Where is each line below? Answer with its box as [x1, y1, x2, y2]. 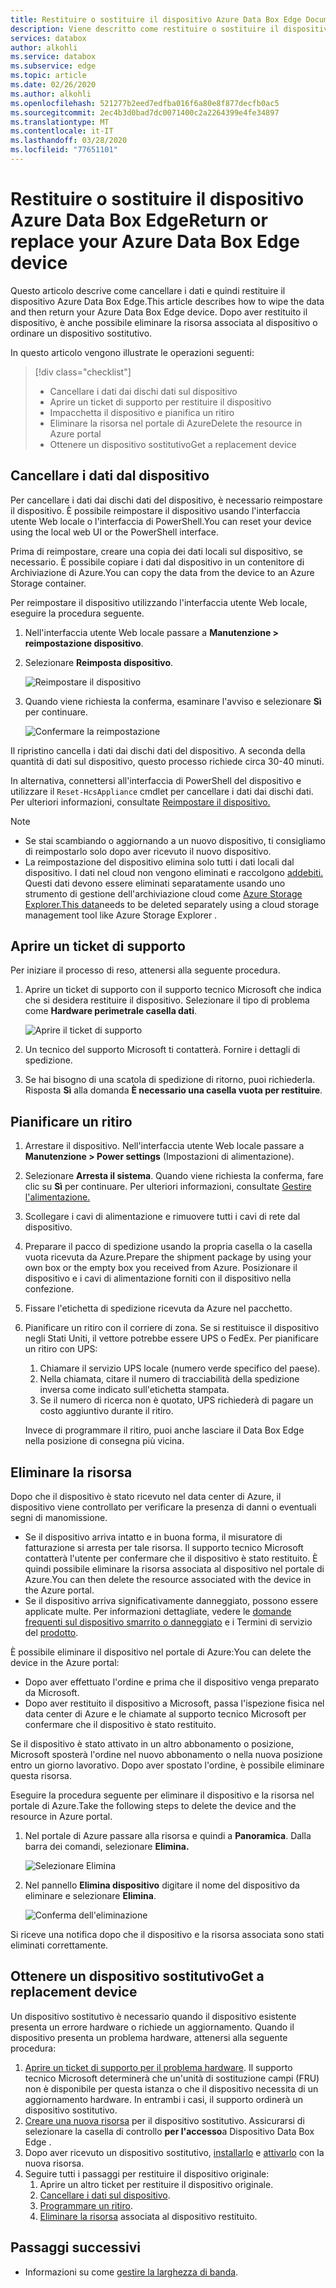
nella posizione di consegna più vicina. [24, 1435, 185, 1447]
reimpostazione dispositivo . [24, 637, 144, 649]
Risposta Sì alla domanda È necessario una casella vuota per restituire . [24, 1084, 323, 1096]
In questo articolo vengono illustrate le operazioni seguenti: [10, 346, 255, 358]
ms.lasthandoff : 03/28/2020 [10, 136, 128, 146]
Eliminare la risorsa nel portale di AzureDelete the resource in [49, 417, 303, 429]
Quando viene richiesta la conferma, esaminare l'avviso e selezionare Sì [24, 695, 322, 707]
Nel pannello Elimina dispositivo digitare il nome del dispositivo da [24, 1879, 300, 1891]
